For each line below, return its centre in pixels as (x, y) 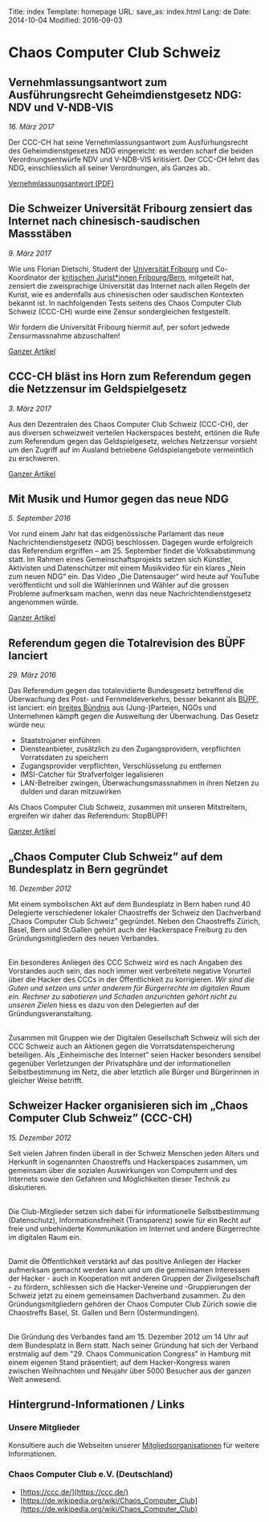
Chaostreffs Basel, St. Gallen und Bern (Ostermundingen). (104, 1312)
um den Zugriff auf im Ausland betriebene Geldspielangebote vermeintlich (131, 449)
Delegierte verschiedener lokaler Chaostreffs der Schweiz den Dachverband (134, 913)
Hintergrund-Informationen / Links (96, 1405)
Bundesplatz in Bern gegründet (88, 869)
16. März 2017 (31, 127)
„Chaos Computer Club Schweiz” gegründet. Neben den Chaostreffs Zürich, (134, 921)
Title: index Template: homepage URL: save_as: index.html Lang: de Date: (130, 12)
